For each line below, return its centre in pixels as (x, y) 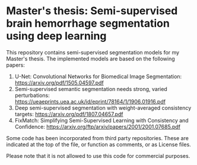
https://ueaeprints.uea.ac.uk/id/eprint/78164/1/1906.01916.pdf (90, 101)
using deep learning (56, 36)
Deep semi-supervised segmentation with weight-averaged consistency (103, 108)
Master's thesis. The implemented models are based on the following (90, 59)
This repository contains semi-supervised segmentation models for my (93, 52)
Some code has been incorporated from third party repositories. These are (97, 138)
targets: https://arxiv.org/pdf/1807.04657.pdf (69, 114)
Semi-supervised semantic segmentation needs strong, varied (91, 89)
